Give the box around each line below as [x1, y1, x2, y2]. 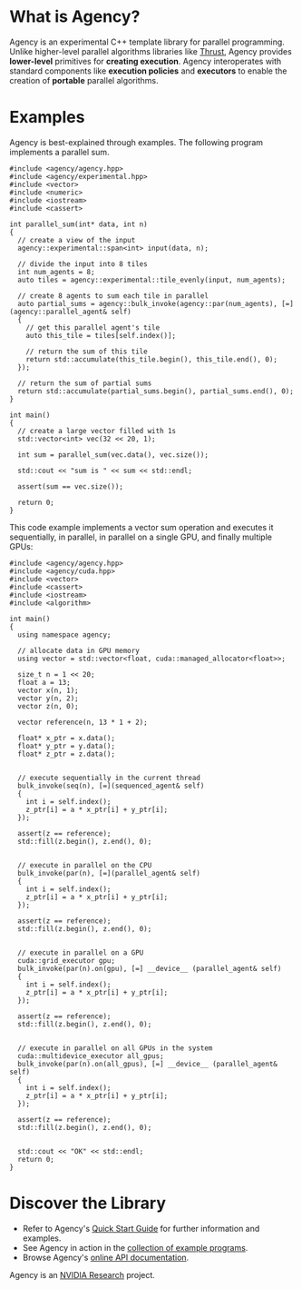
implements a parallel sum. [9, 146, 110, 157]
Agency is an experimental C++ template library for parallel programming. [9, 36, 286, 47]
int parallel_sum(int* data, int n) [9, 220, 148, 229]
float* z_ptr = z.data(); [17, 749, 116, 759]
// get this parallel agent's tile [25, 322, 161, 332]
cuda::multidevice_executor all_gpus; [17, 1051, 165, 1060]
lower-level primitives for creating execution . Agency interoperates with [9, 55, 282, 66]
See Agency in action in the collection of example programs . [22, 1242, 248, 1253]
